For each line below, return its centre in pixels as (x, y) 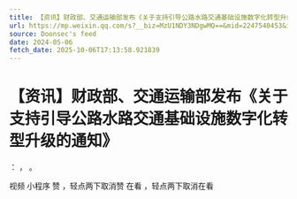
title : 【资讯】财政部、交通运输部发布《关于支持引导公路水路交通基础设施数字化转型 (145, 17)
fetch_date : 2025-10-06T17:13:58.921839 (85, 50)
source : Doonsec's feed (53, 34)
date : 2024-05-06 (41, 42)
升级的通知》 (72, 141)
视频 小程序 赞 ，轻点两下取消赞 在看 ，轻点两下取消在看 (111, 186)
